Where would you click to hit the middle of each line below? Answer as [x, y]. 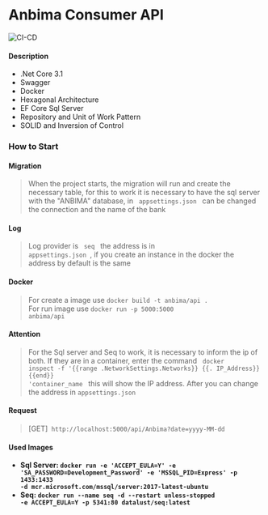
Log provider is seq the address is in [92, 246]
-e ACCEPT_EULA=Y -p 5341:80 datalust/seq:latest [105, 503]
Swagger [35, 83]
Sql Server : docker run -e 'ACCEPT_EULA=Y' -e [98, 465]
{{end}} [41, 375]
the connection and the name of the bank [97, 210]
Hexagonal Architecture [59, 100]
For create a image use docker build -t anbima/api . [118, 300]
